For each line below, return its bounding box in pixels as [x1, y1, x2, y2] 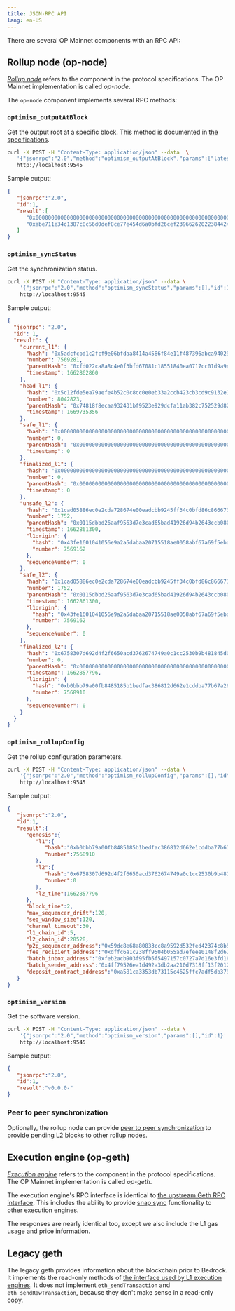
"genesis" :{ [25, 831, 61, 838]
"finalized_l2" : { [20, 643, 73, 650]
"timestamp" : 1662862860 [25, 370, 99, 377]
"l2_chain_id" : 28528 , [25, 936, 90, 943]
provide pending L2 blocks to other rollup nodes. [7, 1131, 148, 1140]
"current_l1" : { [20, 343, 68, 351]
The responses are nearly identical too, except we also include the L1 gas [7, 1220, 218, 1228]
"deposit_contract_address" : [25, 969, 111, 976]
